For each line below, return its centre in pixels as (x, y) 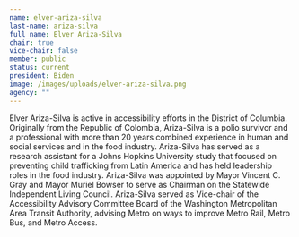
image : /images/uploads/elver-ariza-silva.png (98, 84)
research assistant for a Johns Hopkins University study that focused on (143, 156)
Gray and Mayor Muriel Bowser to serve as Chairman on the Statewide (140, 184)
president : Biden (42, 76)
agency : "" (30, 92)
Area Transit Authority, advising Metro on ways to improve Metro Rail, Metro (149, 213)
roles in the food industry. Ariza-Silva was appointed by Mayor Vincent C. (145, 174)
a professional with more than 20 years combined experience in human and (149, 137)
